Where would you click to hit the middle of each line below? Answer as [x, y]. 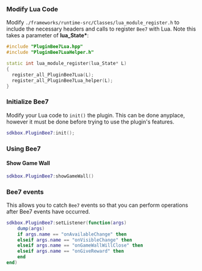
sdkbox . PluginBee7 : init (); [41, 133]
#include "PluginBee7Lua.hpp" [45, 47]
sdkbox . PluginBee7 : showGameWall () [50, 176]
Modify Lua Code [32, 9]
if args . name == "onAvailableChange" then [72, 234]
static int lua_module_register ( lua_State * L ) [67, 64]
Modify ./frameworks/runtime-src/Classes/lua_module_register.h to [93, 23]
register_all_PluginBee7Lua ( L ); [53, 75]
